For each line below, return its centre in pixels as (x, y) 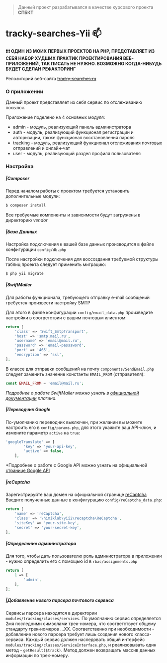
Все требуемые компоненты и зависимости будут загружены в (73, 215)
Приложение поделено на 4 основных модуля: (55, 117)
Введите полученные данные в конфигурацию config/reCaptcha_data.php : (84, 500)
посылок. (15, 108)
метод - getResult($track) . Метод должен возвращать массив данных (81, 650)
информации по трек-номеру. (37, 655)
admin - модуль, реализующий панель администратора (72, 127)
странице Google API (28, 470)
